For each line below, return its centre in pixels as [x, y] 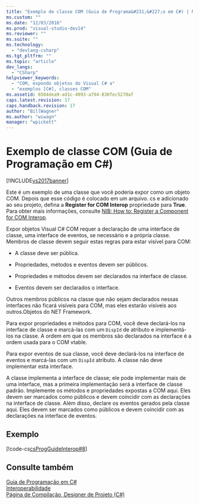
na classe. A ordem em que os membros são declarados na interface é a [103, 336]
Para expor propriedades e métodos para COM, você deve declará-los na [96, 323]
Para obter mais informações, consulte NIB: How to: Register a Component [97, 211]
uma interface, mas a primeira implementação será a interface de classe [94, 385]
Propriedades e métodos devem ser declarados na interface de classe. [101, 276]
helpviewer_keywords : [33, 78]
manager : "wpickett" [32, 122]
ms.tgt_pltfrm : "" [29, 56]
